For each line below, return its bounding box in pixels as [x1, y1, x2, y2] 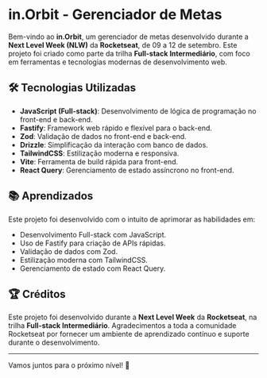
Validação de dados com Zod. [19, 246, 118, 256]
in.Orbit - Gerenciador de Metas [8, 6, 222, 24]
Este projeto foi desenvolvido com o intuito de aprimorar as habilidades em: [8, 214, 256, 224]
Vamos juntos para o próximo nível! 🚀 [8, 361, 130, 370]
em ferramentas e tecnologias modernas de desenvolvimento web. [8, 57, 228, 67]
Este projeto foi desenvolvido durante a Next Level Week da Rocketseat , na [8, 312, 257, 322]
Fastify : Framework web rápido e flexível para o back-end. [19, 123, 213, 133]
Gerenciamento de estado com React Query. [19, 264, 166, 273]
